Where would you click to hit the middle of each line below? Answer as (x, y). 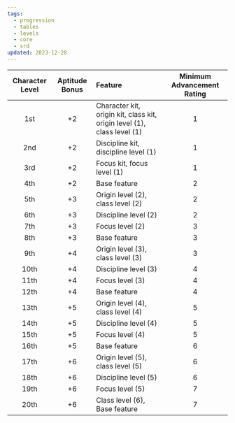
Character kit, (118, 106)
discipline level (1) (126, 152)
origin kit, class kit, (126, 114)
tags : (15, 14)
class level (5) (119, 366)
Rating (195, 94)
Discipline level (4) (126, 323)
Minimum (195, 76)
